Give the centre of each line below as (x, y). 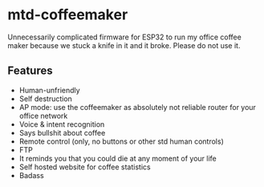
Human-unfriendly (50, 90)
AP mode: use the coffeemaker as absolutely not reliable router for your (137, 107)
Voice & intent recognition (62, 124)
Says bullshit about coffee (62, 132)
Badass (32, 175)
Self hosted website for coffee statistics (85, 167)
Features (30, 71)
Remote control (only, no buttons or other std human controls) (121, 141)
